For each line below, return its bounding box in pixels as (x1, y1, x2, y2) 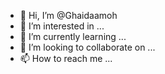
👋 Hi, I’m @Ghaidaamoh (19, 10, 118, 21)
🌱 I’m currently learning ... (19, 31, 127, 42)
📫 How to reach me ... (19, 53, 113, 64)
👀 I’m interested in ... (19, 20, 105, 32)
